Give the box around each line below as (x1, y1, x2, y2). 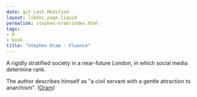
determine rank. (6, 65, 46, 73)
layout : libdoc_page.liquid (6, 15, 78, 21)
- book (6, 37, 23, 43)
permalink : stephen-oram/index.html (6, 20, 99, 26)
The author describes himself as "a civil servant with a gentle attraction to (6, 77, 191, 85)
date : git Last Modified (6, 8, 69, 15)
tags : (6, 25, 20, 32)
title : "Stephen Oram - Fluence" (6, 43, 91, 49)
